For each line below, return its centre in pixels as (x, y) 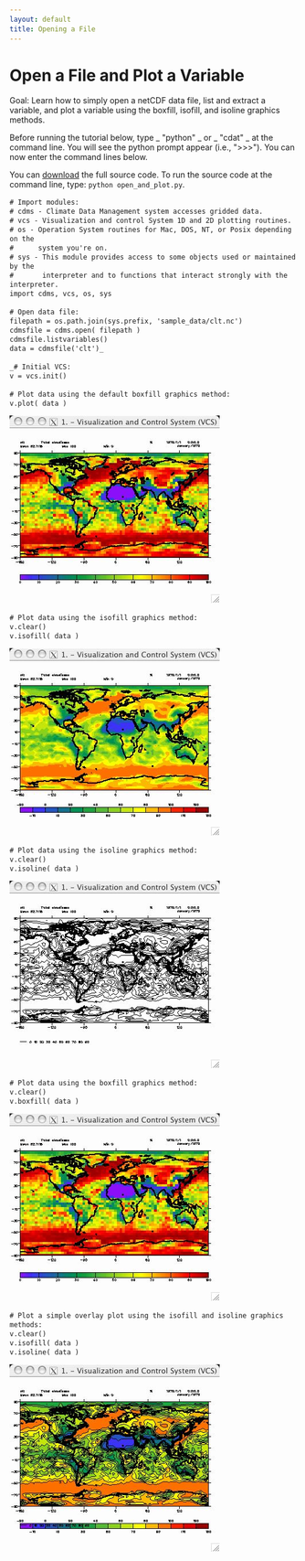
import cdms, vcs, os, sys (61, 294)
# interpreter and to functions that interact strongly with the (148, 276)
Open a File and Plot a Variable (127, 75)
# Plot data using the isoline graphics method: (104, 850)
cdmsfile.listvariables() (58, 340)
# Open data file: (44, 312)
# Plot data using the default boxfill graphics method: (120, 395)
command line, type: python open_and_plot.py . (97, 185)
